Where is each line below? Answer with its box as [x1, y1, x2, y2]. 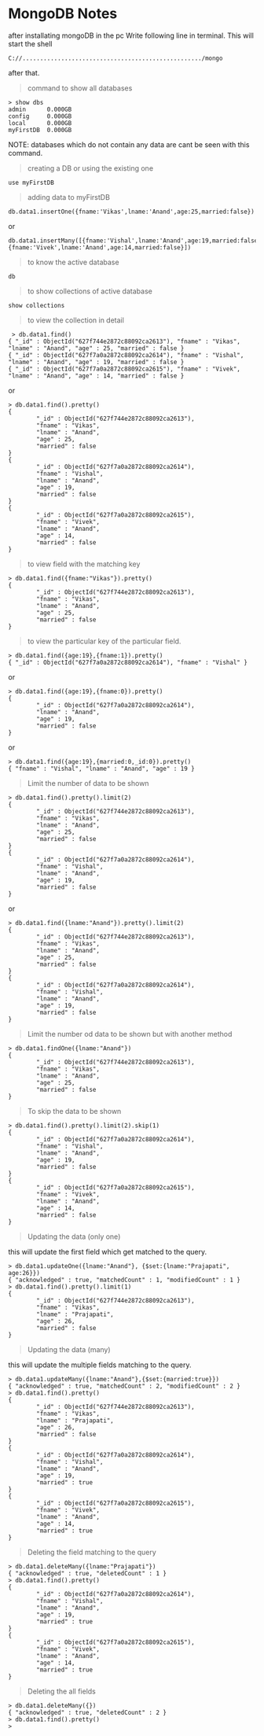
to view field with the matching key [27, 559, 141, 569]
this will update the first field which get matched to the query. [8, 1247, 207, 1256]
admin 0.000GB [8, 105, 72, 113]
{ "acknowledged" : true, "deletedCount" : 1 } [8, 1569, 167, 1577]
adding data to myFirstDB [27, 192, 110, 201]
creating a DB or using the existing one [27, 163, 154, 173]
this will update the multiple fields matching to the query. [8, 1360, 192, 1369]
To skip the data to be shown [27, 1106, 122, 1115]
